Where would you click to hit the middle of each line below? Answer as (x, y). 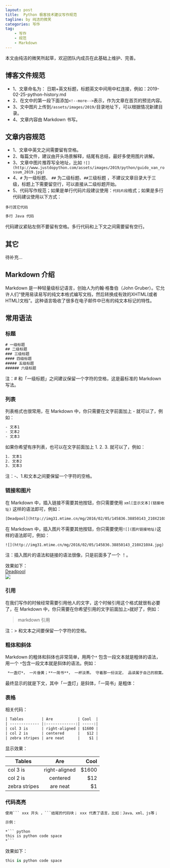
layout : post (19, 10)
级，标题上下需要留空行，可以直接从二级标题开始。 (66, 184)
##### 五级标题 (20, 364)
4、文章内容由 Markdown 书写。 (46, 119)
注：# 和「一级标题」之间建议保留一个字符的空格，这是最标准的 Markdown (83, 379)
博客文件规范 (25, 76)
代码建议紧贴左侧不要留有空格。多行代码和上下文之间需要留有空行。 (76, 227)
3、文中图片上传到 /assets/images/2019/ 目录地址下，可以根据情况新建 (85, 106)
